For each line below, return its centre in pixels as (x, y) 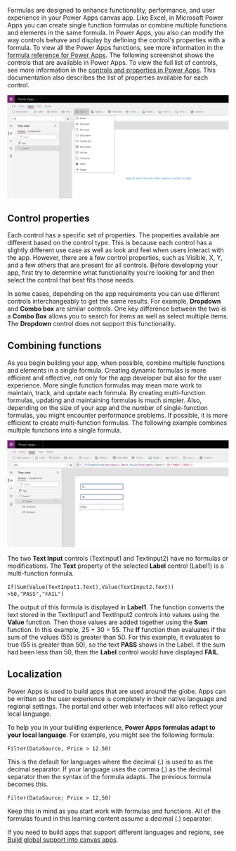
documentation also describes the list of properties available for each (108, 77)
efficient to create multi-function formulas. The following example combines (117, 423)
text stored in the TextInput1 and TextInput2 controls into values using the (113, 615)
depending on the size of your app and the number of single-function (108, 407)
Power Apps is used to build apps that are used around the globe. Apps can (117, 691)
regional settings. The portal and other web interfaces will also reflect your (115, 706)
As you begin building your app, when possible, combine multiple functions (116, 363)
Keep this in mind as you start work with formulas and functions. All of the (114, 811)
